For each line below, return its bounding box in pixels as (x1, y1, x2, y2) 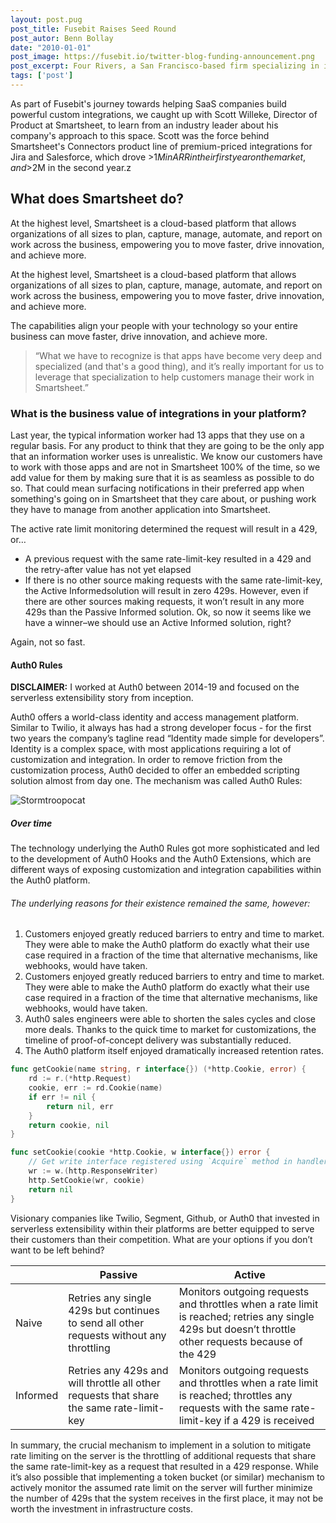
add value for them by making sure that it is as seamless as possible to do (10, 471, 315, 483)
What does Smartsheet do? (10, 191, 185, 208)
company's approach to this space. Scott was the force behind (10, 129, 270, 141)
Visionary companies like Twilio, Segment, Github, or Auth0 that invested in (10, 1212, 320, 1224)
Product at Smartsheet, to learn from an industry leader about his (10, 119, 279, 131)
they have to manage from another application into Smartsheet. (10, 503, 271, 515)
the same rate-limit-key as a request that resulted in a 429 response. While (10, 1460, 319, 1472)
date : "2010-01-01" (10, 42, 92, 53)
